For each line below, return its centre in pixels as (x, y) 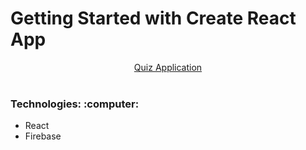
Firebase (43, 136)
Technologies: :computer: (75, 104)
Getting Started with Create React (153, 18)
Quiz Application (168, 67)
